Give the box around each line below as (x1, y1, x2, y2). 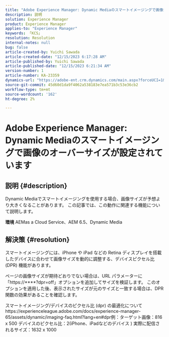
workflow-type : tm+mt (5, 87, 51, 92)
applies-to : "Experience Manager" (5, 26, 78, 31)
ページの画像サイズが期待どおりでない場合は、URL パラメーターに (5, 273, 143, 279)
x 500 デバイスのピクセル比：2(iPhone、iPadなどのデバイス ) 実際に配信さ (5, 320, 160, 326)
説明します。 (9, 209, 36, 215)
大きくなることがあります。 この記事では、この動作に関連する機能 (9, 202, 147, 208)
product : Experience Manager (5, 21, 66, 27)
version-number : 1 (5, 69, 44, 74)
